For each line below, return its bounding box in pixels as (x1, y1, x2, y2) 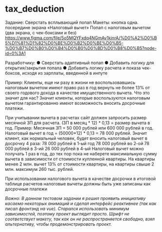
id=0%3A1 (5, 50, 26, 56)
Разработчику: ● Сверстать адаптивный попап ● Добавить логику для (5, 60, 154, 66)
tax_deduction (5, 3, 65, 15)
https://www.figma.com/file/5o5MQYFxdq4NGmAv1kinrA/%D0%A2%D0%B (5, 35, 157, 41)
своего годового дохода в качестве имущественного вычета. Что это (5, 90, 150, 96)
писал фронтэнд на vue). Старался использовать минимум (5, 205, 129, 212)
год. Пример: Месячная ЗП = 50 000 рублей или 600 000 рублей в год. (5, 125, 154, 131)
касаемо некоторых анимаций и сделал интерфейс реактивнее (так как (5, 200, 157, 206)
